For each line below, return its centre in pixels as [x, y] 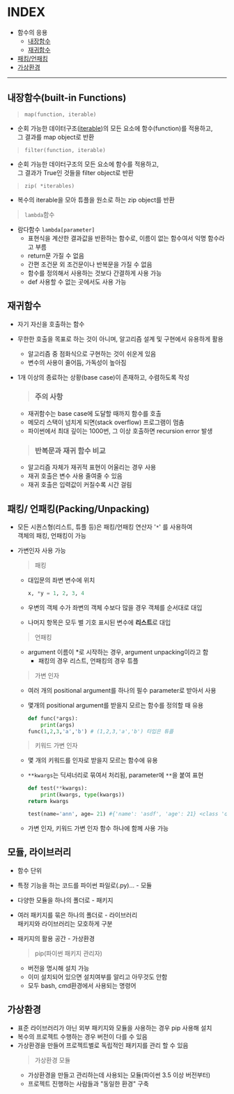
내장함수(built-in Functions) [67, 98]
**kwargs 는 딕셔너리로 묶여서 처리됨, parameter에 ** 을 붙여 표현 [116, 775]
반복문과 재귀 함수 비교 [70, 451]
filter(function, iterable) [65, 150]
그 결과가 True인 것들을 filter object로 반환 [76, 172]
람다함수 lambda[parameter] [56, 229]
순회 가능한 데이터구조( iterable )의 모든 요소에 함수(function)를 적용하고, [115, 128]
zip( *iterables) [49, 186]
